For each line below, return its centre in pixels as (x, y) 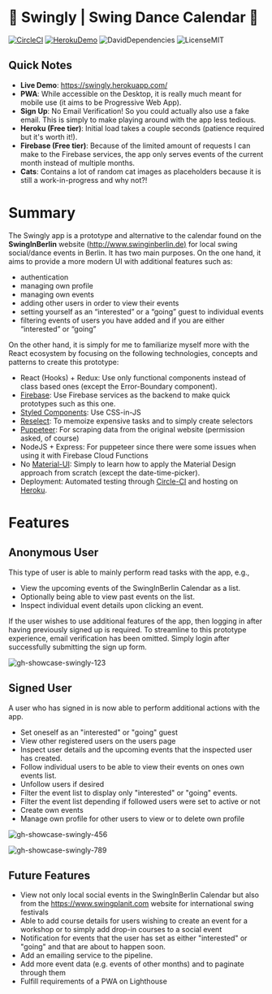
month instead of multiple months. (78, 163)
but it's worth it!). (49, 137)
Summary (42, 213)
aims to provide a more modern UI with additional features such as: (121, 261)
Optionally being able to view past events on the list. (107, 597)
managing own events (57, 294)
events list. (38, 775)
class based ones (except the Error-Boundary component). (119, 386)
